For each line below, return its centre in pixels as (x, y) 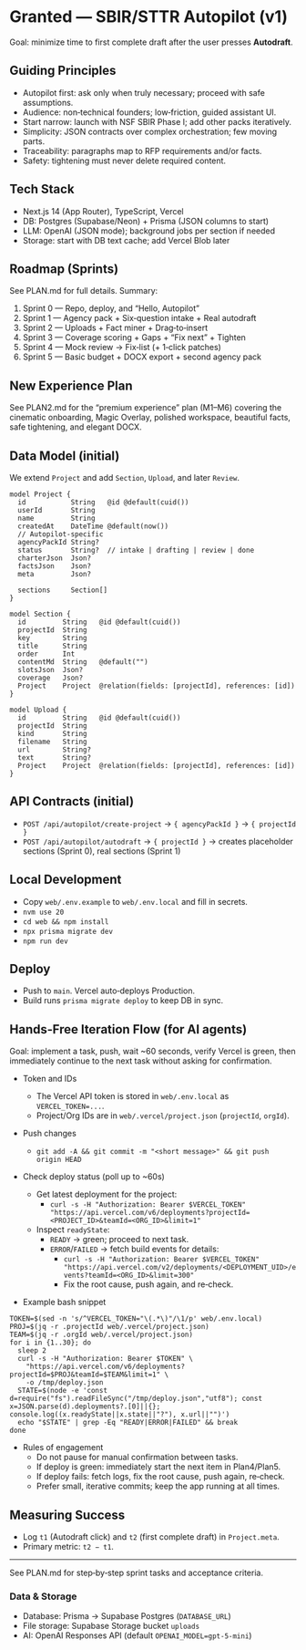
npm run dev (45, 941)
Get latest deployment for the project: (107, 1194)
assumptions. (48, 102)
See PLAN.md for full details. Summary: (84, 291)
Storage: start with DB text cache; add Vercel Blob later (126, 240)
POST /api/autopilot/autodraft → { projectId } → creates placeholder (158, 841)
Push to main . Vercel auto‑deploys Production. (109, 991)
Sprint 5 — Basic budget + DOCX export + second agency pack (142, 357)
